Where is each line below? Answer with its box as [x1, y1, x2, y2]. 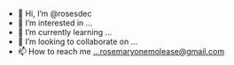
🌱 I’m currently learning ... [17, 27, 113, 37]
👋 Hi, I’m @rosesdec [17, 9, 92, 18]
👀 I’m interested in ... [17, 18, 93, 28]
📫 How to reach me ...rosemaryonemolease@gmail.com [17, 47, 224, 56]
